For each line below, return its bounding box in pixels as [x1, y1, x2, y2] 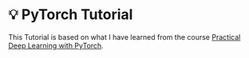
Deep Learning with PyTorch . [8, 41, 104, 50]
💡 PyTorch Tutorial [8, 6, 133, 24]
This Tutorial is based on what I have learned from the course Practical [8, 32, 241, 41]
